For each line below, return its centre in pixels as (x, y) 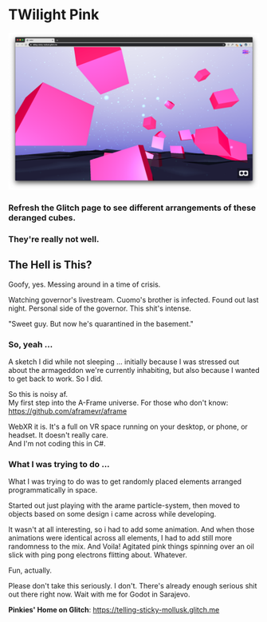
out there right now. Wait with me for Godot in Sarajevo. (99, 594)
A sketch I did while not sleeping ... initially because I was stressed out (124, 362)
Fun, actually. (30, 570)
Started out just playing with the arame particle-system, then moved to (124, 505)
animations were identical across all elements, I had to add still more (120, 538)
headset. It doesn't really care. (59, 435)
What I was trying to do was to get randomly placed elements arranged (125, 481)
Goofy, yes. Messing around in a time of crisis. (84, 284)
